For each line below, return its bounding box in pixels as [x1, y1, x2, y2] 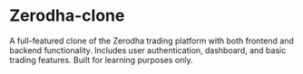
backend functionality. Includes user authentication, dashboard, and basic [9, 44, 287, 55]
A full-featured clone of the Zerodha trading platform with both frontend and [9, 35, 295, 46]
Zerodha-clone [9, 5, 125, 26]
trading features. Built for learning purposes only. [9, 54, 193, 65]
